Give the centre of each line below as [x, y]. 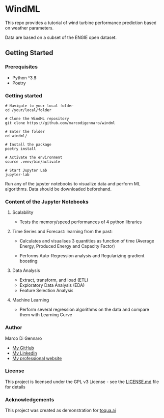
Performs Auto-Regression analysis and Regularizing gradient [82, 256]
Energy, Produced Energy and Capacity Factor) [67, 246]
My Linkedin [25, 353]
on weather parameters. [29, 28]
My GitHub [23, 348]
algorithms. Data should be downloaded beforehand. [58, 189]
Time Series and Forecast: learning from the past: [62, 232]
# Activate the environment [34, 157]
